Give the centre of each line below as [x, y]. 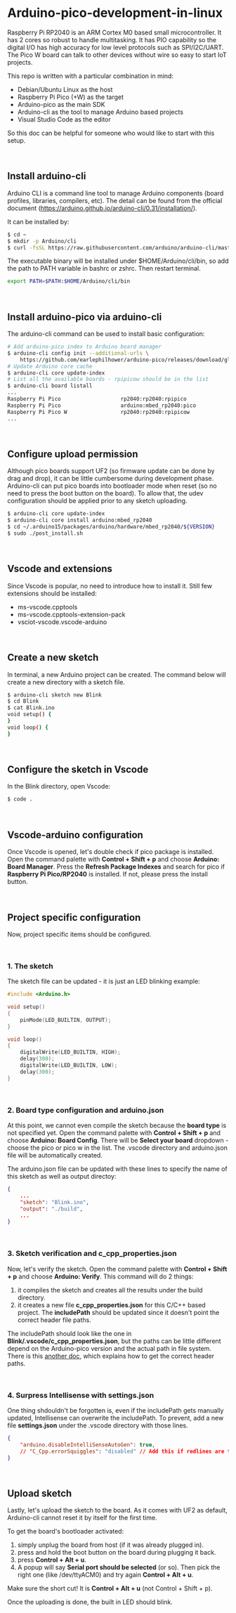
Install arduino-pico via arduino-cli [85, 317]
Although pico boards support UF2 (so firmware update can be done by [111, 471]
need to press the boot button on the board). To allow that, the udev [105, 493]
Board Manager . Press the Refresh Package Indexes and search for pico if [116, 867]
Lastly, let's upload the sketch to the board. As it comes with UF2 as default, [118, 1510]
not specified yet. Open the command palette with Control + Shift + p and [114, 1133]
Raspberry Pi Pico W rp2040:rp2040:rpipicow [99, 412]
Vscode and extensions [60, 569]
